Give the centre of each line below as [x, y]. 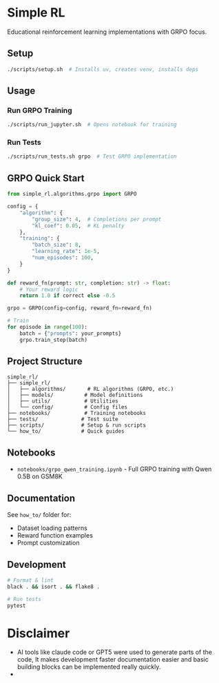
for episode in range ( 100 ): [48, 327]
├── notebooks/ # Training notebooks [77, 414]
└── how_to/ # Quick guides [66, 431]
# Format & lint [30, 580]
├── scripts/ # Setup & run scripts [77, 425]
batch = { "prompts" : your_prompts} [71, 333]
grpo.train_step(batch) [54, 340]
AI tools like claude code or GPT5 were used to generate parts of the [114, 652]
